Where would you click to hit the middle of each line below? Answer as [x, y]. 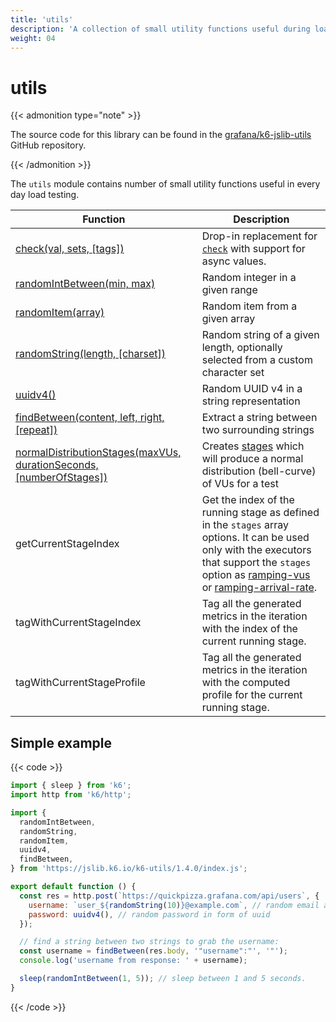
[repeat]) [36, 430]
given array [228, 319]
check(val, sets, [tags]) [70, 249]
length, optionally [242, 348]
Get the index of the [248, 500]
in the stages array [245, 525]
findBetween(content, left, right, [90, 418]
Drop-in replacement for [259, 236]
